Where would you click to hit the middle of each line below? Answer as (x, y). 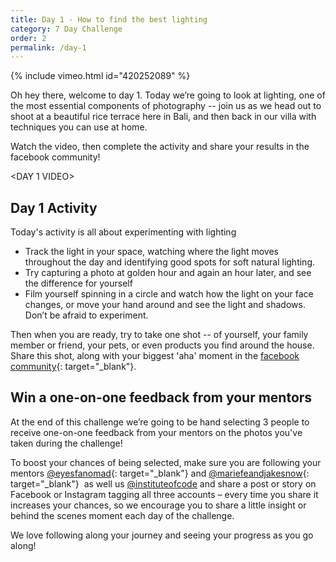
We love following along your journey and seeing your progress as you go (162, 535)
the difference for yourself (78, 283)
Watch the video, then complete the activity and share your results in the (160, 147)
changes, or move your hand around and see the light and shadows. (165, 305)
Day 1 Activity (54, 207)
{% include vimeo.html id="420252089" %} (100, 76)
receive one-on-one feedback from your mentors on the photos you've (156, 432)
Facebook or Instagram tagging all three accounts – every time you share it (164, 494)
